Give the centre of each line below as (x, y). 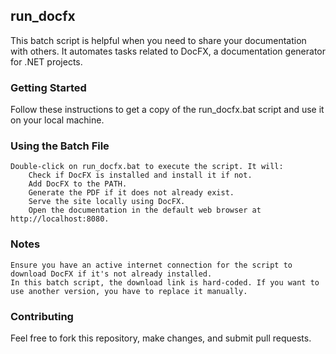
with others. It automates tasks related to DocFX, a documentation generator (168, 51)
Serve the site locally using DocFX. (107, 202)
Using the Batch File (60, 146)
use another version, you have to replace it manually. (129, 291)
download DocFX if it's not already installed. (111, 274)
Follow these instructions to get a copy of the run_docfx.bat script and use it (167, 110)
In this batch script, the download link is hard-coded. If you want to (165, 282)
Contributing (42, 316)
